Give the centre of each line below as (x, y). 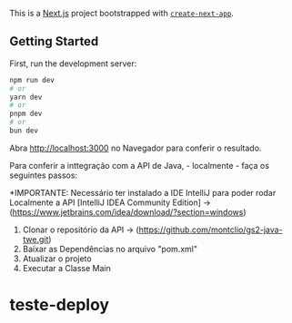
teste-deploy (60, 305)
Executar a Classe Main (67, 268)
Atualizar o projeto (57, 259)
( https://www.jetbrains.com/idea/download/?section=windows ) (128, 211)
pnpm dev (26, 114)
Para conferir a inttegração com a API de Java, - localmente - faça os (140, 165)
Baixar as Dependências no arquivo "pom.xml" (110, 249)
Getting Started (54, 41)
